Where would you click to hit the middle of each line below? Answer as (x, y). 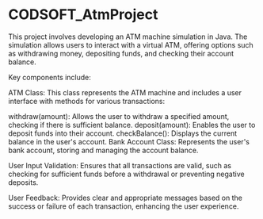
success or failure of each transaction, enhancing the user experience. (124, 206)
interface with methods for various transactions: (87, 101)
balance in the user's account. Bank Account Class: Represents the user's (129, 141)
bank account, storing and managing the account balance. (103, 150)
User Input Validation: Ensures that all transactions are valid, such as (120, 165)
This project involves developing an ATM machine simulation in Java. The (128, 36)
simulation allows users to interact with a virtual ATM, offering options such (131, 44)
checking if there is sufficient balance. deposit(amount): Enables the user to (132, 125)
